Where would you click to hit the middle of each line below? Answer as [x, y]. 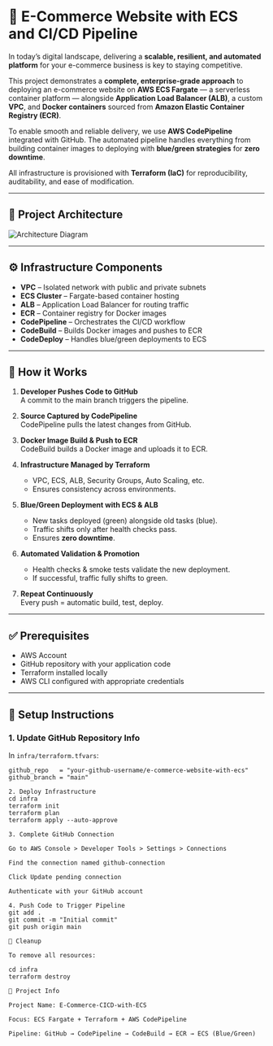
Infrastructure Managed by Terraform [85, 465]
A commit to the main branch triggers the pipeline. [104, 400]
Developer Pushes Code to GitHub [79, 392]
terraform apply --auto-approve [63, 820]
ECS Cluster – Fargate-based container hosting [100, 295]
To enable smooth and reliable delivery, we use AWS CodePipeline [121, 131]
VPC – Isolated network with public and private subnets [113, 287]
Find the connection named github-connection [87, 863]
